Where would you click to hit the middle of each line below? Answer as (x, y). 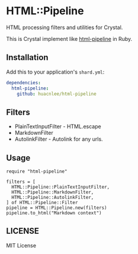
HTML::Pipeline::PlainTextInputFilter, (61, 187)
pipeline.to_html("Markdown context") (54, 213)
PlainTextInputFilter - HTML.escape (58, 126)
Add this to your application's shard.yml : (55, 72)
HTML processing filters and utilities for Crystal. (65, 27)
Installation (27, 58)
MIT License (21, 245)
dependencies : (24, 82)
